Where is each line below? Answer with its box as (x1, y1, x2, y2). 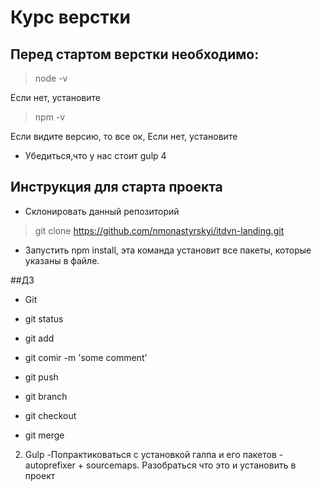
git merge (24, 429, 65, 441)
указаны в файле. (24, 254, 100, 266)
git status (24, 312, 64, 325)
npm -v (34, 111, 66, 123)
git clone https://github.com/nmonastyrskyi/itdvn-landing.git (34, 224, 285, 236)
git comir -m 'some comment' (24, 351, 148, 363)
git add (24, 332, 55, 344)
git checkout (24, 409, 77, 421)
